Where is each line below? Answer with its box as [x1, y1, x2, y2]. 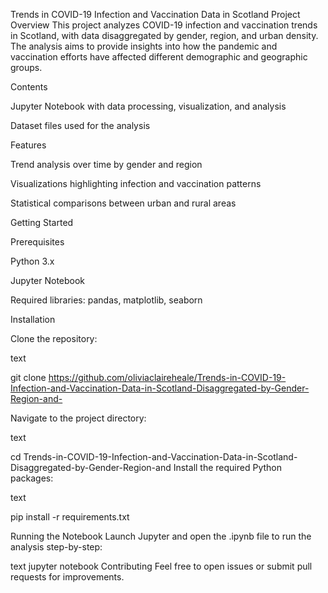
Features [10, 139, 47, 151]
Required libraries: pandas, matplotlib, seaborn [10, 294, 203, 306]
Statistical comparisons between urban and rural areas [10, 197, 237, 209]
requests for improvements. [10, 571, 125, 583]
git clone [10, 372, 47, 383]
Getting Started [10, 217, 74, 228]
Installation [10, 314, 56, 325]
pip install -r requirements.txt [10, 511, 130, 523]
